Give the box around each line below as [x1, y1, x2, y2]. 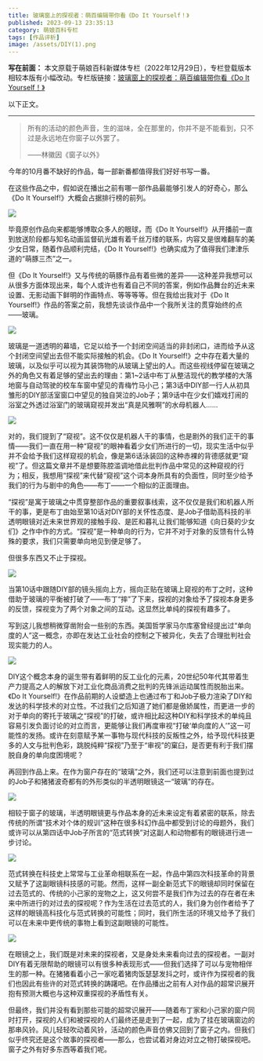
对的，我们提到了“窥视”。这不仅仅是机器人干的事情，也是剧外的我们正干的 [8, 432, 248, 441]
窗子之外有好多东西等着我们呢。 [8, 1045, 111, 1054]
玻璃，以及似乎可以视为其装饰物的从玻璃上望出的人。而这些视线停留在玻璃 [8, 361, 248, 370]
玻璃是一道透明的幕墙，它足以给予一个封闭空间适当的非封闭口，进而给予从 [8, 341, 248, 351]
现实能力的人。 [8, 640, 56, 650]
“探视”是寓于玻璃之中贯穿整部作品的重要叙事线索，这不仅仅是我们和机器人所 [8, 498, 254, 507]
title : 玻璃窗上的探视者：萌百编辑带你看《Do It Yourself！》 [8, 11, 189, 20]
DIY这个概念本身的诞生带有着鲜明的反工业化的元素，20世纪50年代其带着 [8, 672, 243, 681]
